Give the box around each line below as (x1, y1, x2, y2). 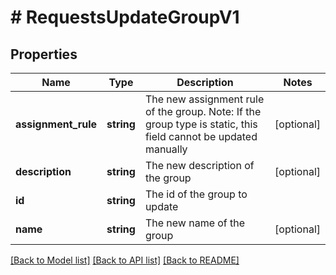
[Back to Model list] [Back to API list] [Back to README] (10, 254, 240, 266)
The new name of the (144, 216, 246, 230)
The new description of (144, 159, 255, 172)
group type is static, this (144, 117, 258, 131)
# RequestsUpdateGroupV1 (10, 6, 240, 29)
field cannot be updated (144, 130, 258, 143)
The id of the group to (144, 187, 248, 201)
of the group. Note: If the (144, 105, 262, 118)
